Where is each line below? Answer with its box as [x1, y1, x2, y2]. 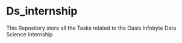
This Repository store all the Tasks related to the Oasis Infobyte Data [6, 24, 177, 31]
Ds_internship [6, 4, 78, 18]
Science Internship [6, 30, 53, 38]
